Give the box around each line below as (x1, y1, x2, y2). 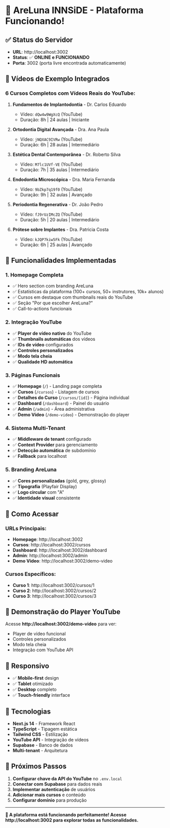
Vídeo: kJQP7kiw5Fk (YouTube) (20, 236, 82, 242)
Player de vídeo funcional (12, 630, 66, 637)
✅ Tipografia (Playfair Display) (12, 483, 77, 489)
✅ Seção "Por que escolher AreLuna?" (12, 300, 93, 306)
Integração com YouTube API (12, 647, 73, 653)
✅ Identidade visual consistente (12, 495, 80, 501)
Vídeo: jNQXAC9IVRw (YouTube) (20, 136, 82, 142)
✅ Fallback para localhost (12, 453, 67, 459)
